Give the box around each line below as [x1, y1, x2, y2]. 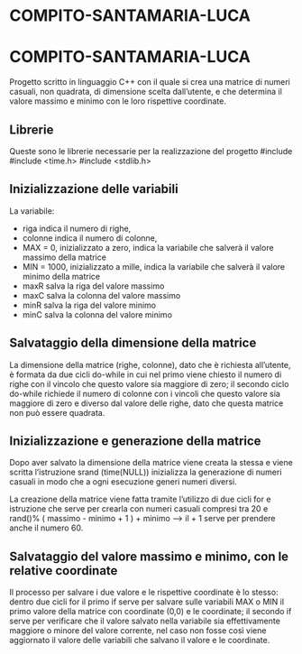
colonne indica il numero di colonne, [22, 232, 158, 244]
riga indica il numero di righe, [22, 223, 132, 234]
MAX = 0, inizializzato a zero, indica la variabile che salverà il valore [22, 242, 274, 253]
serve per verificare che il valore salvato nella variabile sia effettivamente [9, 615, 281, 627]
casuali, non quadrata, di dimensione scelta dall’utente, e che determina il [9, 87, 282, 97]
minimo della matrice [22, 271, 101, 281]
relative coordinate [9, 563, 118, 578]
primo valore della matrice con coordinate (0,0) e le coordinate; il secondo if [9, 606, 292, 617]
